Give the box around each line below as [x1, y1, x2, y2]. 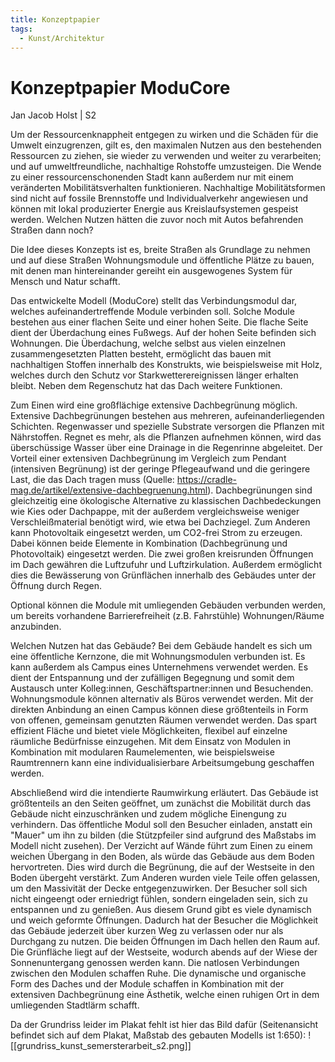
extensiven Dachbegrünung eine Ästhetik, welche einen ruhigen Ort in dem [10, 989, 320, 1001]
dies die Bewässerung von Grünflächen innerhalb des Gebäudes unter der [10, 569, 317, 581]
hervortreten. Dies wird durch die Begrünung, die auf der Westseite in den [10, 861, 315, 873]
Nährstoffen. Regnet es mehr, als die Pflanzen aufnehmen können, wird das [10, 431, 322, 443]
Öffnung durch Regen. [10, 580, 102, 592]
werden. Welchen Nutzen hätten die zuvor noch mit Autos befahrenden [10, 214, 304, 226]
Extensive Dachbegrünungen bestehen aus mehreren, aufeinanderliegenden [10, 410, 325, 422]
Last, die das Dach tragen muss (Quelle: [10, 474, 175, 486]
